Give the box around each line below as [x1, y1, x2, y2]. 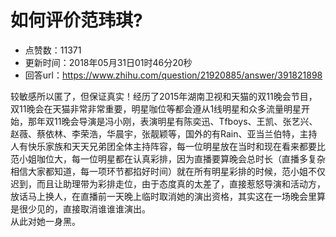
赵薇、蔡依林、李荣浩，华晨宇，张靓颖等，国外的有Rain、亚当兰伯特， [10, 127, 300, 140]
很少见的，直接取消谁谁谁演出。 [18, 202, 151, 215]
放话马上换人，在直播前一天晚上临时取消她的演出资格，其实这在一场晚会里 [10, 190, 317, 202]
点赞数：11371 [24, 44, 82, 56]
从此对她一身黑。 [10, 215, 81, 227]
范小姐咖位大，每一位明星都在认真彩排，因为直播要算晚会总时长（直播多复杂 [10, 152, 326, 165]
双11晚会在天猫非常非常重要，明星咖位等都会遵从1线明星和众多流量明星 [10, 102, 302, 115]
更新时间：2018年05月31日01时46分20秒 [24, 56, 193, 68]
